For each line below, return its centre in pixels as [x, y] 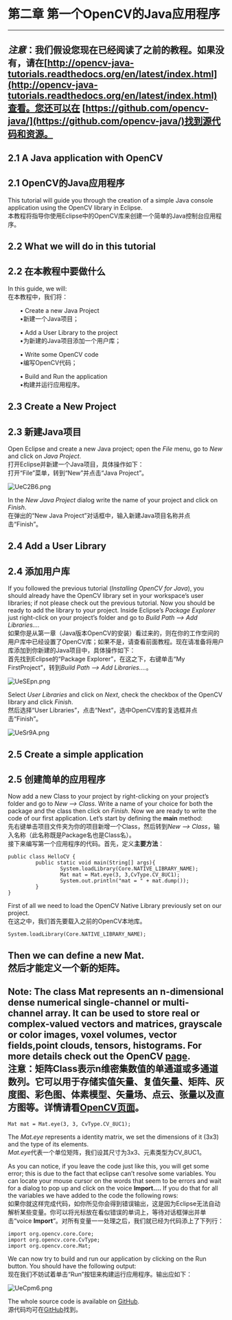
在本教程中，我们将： [38, 296]
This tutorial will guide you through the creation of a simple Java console [111, 200]
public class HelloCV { [42, 857]
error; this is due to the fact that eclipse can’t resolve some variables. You [112, 1173]
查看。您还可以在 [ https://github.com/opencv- [108, 109]
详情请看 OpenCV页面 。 [94, 1107]
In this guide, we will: [37, 288]
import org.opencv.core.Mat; [49, 1246]
